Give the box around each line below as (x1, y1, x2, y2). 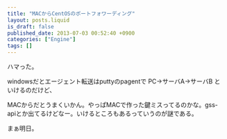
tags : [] (7, 42, 33, 49)
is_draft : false (7, 23, 54, 30)
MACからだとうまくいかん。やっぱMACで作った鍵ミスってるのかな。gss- (7, 101, 219, 108)
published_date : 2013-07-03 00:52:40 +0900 (7, 29, 135, 37)
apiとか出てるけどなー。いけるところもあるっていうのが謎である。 (7, 109, 198, 117)
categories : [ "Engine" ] (7, 36, 76, 43)
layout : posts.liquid (7, 17, 70, 24)
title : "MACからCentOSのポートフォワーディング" (7, 10, 135, 17)
